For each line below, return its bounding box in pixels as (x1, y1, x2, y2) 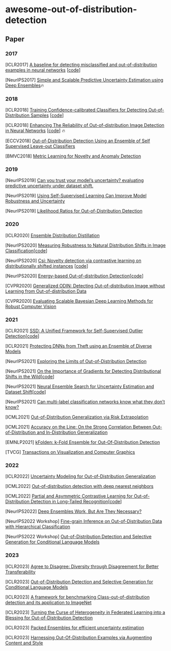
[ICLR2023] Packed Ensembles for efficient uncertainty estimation (5, 624, 144, 631)
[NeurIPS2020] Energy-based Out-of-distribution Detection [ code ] (5, 273, 144, 279)
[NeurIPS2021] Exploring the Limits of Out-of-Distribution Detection (5, 358, 147, 364)
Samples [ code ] (30, 112, 64, 118)
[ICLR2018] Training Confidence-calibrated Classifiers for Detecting (5, 107, 148, 113)
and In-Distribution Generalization (37, 429, 108, 435)
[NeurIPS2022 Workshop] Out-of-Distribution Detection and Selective (5, 534, 152, 540)
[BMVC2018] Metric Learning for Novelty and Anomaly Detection (5, 153, 141, 159)
